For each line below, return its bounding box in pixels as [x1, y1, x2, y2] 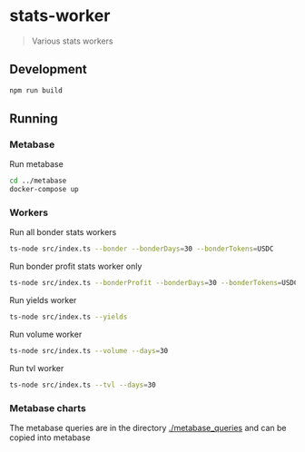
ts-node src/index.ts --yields [9, 312, 128, 322]
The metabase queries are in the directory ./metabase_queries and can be [9, 423, 287, 434]
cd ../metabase [9, 176, 67, 186]
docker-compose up [9, 185, 79, 194]
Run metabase [9, 159, 64, 170]
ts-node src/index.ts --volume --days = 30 [9, 346, 169, 355]
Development [9, 62, 88, 77]
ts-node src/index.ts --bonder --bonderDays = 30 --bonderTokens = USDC [9, 244, 274, 254]
